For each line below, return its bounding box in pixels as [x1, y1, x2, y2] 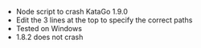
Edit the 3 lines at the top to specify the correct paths [15, 15, 193, 25]
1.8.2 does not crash [15, 32, 84, 42]
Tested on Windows [15, 24, 83, 33]
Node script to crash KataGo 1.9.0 [15, 7, 129, 16]
